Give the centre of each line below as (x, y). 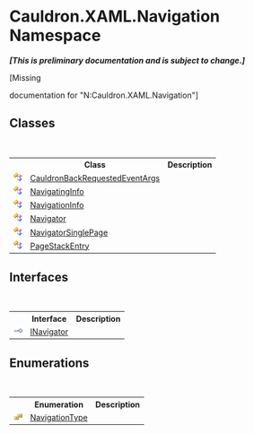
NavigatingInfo (57, 191)
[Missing (26, 77)
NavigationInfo (57, 205)
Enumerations (49, 363)
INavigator (49, 331)
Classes (32, 123)
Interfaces (39, 277)
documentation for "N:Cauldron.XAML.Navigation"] (104, 95)
